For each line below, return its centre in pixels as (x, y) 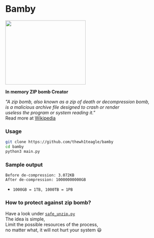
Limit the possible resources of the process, (52, 225)
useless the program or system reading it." (51, 112)
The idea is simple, (25, 219)
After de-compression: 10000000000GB (46, 180)
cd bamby (15, 147)
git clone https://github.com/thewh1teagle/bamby (60, 142)
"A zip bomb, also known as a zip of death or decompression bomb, (78, 102)
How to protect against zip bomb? (48, 203)
